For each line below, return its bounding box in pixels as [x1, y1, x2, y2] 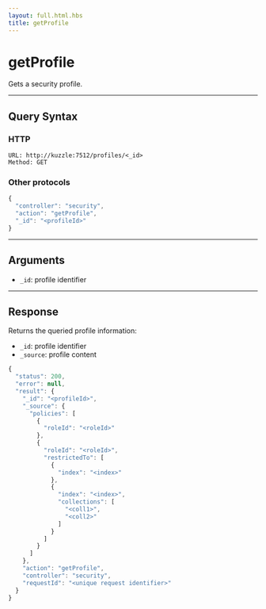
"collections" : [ [58, 498, 115, 506]
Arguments [8, 254, 66, 267]
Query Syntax [8, 109, 78, 123]
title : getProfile [8, 19, 69, 27]
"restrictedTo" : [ [43, 454, 104, 462]
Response [8, 305, 59, 318]
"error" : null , [15, 380, 66, 389]
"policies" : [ [28, 409, 77, 417]
